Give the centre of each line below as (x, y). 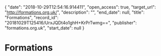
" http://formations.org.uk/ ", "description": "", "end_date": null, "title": (75, 12)
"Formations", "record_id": (32, 17)
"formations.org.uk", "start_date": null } (45, 28)
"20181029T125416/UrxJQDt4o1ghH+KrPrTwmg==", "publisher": (71, 23)
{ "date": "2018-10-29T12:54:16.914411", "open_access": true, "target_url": (80, 7)
